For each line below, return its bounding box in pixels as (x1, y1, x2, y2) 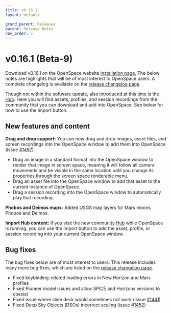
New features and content (5, 122, 90, 131)
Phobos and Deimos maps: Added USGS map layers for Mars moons (5, 204, 151, 211)
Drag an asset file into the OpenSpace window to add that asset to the (12, 178, 161, 184)
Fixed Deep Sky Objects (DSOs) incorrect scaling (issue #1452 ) (12, 302, 146, 308)
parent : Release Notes (5, 26, 54, 31)
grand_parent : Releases (5, 22, 56, 27)
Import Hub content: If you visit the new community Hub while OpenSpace (5, 220, 163, 226)
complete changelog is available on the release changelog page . (5, 81, 141, 87)
